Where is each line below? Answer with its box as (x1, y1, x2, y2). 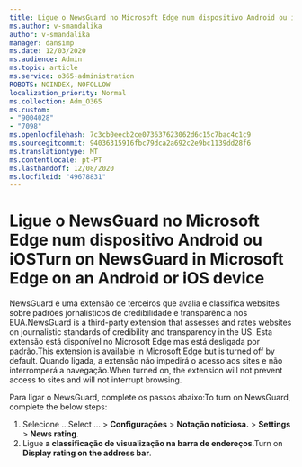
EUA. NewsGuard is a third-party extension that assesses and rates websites (9, 317, 292, 328)
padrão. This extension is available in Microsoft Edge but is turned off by (9, 346, 276, 356)
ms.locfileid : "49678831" (9, 172, 106, 181)
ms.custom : (9, 105, 50, 114)
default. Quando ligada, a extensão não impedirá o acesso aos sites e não (9, 355, 283, 366)
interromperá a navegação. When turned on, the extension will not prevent (9, 365, 283, 376)
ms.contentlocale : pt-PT (9, 155, 102, 165)
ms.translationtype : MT (9, 147, 99, 156)
